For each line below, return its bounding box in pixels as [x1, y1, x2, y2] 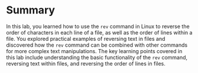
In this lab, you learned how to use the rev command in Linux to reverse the [6, 23, 190, 30]
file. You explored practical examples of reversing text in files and [6, 35, 165, 42]
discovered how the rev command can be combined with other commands [6, 41, 188, 48]
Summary [6, 4, 55, 17]
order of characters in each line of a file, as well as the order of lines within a [6, 29, 193, 36]
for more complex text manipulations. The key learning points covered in [6, 47, 183, 54]
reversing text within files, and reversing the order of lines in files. [6, 60, 165, 67]
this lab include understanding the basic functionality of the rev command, [6, 54, 188, 61]
